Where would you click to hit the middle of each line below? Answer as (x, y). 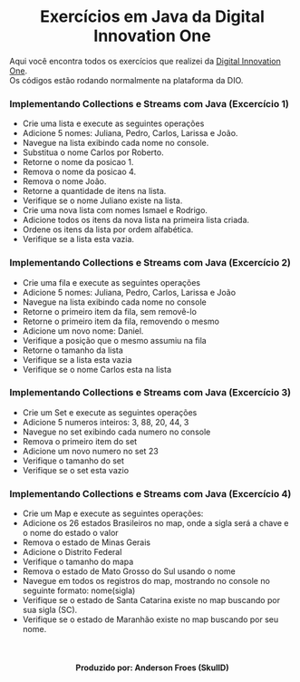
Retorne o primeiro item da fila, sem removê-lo (110, 311)
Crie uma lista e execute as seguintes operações (113, 123)
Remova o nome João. (64, 181)
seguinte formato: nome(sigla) (79, 590)
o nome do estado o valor (71, 533)
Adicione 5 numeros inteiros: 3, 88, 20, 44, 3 (106, 422)
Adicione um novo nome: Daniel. (83, 331)
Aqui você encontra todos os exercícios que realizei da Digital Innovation (145, 61)
